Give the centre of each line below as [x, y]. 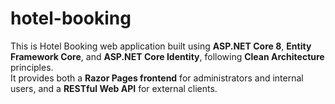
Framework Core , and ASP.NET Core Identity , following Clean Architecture [167, 56]
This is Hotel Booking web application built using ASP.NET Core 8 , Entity [161, 46]
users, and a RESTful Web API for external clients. [114, 88]
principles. [32, 67]
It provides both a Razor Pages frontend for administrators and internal [157, 78]
